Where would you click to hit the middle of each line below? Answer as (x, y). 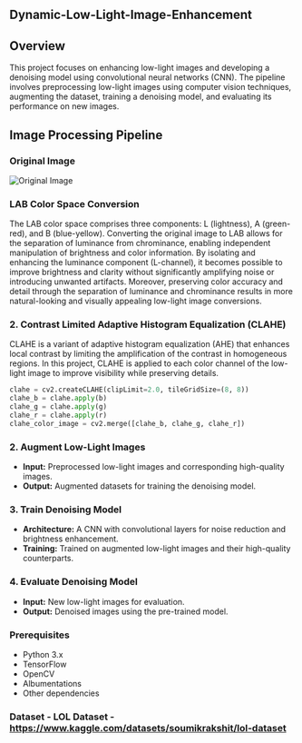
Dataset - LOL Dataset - (62, 717)
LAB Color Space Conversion (74, 203)
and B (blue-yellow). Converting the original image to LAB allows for (156, 233)
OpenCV (39, 674)
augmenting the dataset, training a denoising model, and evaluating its (141, 97)
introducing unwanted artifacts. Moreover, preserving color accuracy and (146, 282)
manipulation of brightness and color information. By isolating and (132, 253)
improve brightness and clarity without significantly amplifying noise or (142, 272)
